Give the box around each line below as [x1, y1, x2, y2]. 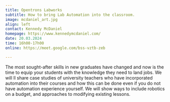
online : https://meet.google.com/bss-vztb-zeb [5, 45, 106, 50]
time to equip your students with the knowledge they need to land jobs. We [5, 69, 162, 75]
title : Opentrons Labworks [5, 7, 62, 13]
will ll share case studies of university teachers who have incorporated [5, 74, 153, 81]
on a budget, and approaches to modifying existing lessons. [5, 91, 131, 97]
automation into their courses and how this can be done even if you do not [5, 80, 161, 86]
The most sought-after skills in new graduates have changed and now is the [5, 64, 164, 70]
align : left [5, 21, 30, 27]
